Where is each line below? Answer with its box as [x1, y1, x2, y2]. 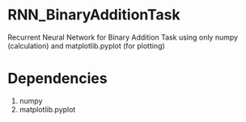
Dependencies [7, 69, 108, 88]
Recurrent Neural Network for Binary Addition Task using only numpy [7, 32, 239, 42]
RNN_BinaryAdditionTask [7, 6, 180, 24]
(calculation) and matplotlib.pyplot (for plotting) [7, 40, 165, 50]
